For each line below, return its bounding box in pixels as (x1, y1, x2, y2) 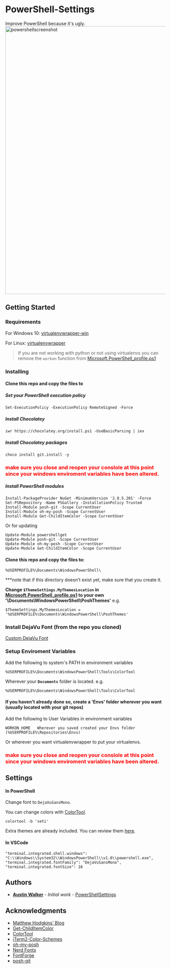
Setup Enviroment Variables (5, 648, 76, 655)
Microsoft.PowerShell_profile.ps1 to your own (5, 592, 104, 598)
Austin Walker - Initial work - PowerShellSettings (12, 892, 116, 898)
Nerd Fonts (12, 947, 37, 953)
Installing (5, 368, 29, 375)
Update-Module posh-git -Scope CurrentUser (5, 537, 99, 542)
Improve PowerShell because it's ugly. (5, 20, 85, 27)
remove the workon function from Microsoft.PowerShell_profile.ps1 (17, 355, 156, 361)
